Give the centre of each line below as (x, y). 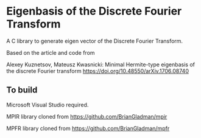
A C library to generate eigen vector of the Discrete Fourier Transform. (95, 41)
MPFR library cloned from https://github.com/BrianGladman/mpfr (88, 128)
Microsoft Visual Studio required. (48, 105)
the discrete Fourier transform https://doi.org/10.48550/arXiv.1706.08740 (97, 71)
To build (22, 90)
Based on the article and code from (51, 52)
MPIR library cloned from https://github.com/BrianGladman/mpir (87, 116)
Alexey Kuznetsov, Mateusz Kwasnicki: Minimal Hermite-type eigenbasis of (100, 64)
